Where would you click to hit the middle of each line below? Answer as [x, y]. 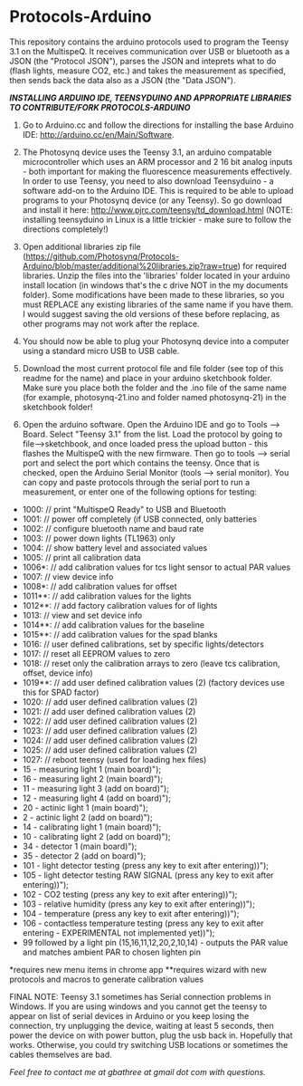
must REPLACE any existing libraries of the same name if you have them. [158, 304]
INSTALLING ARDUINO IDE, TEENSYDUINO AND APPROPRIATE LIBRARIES [151, 98]
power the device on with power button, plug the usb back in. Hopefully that [151, 1035]
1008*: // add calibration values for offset [100, 586]
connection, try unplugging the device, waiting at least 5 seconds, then [142, 1025]
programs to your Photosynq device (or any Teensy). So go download [152, 200]
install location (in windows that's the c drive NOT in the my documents [155, 285]
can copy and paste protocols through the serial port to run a [136, 482]
